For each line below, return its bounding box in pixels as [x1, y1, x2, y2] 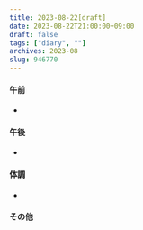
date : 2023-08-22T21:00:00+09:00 [9, 22, 135, 31]
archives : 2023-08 [9, 47, 78, 56]
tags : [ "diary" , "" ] [9, 38, 87, 48]
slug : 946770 [9, 55, 58, 64]
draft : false [9, 30, 58, 39]
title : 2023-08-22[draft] [9, 13, 106, 23]
